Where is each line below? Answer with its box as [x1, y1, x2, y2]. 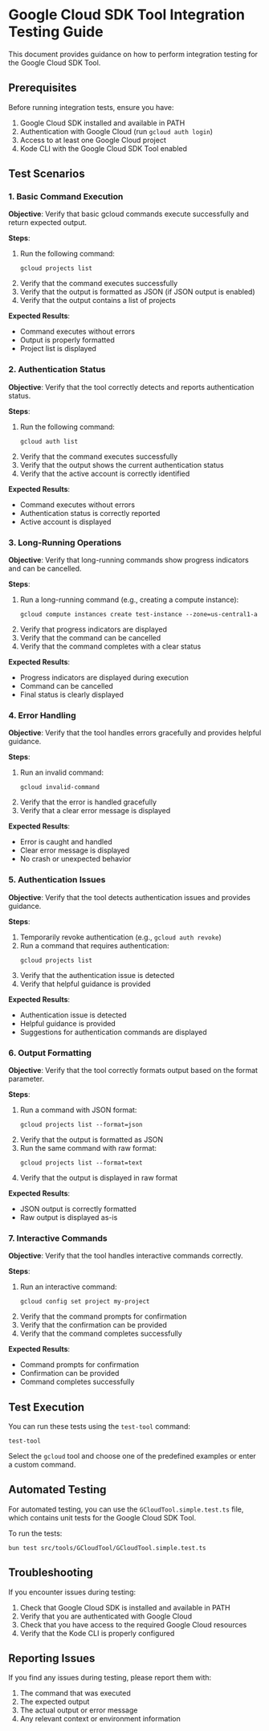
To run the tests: [8, 1528, 63, 1538]
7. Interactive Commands [8, 1232, 108, 1243]
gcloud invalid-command [19, 784, 100, 792]
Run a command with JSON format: [19, 1105, 137, 1115]
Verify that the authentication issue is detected [19, 970, 175, 980]
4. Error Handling [8, 710, 76, 721]
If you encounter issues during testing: [8, 1587, 137, 1597]
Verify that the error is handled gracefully [19, 797, 157, 807]
